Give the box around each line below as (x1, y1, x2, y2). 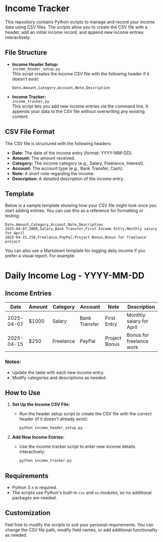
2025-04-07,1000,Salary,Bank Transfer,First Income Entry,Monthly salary (5, 227, 158, 231)
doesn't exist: (12, 76, 40, 82)
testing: (5, 213, 20, 219)
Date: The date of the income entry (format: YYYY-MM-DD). (12, 150, 133, 156)
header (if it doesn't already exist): (19, 416, 88, 422)
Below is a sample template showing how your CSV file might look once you (5, 202, 157, 209)
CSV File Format (5, 128, 55, 136)
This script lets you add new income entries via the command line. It (12, 103, 149, 109)
